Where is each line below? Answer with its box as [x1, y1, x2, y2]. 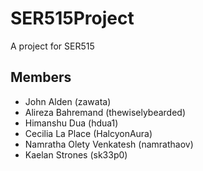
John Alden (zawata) [24, 95, 112, 107]
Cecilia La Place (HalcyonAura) [24, 127, 153, 139]
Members [10, 69, 72, 86]
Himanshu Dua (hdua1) [24, 117, 119, 129]
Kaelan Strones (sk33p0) [24, 148, 128, 161]
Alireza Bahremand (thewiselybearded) [24, 106, 187, 118]
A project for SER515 [10, 40, 95, 52]
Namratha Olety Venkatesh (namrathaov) [24, 138, 194, 150]
